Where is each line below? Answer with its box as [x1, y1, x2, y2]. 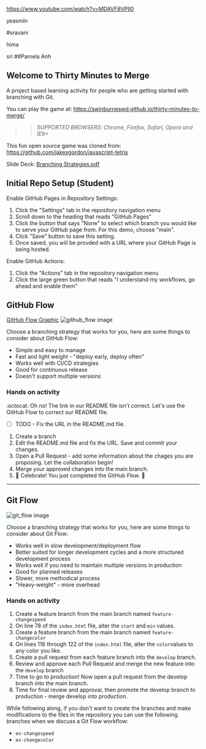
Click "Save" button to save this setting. [15, 232, 116, 240]
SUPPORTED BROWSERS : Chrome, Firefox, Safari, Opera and [36, 123, 193, 131]
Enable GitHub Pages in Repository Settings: [6, 194, 118, 202]
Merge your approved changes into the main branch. [15, 465, 149, 472]
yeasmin [6, 17, 28, 24]
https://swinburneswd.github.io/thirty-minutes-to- [73, 105, 200, 112]
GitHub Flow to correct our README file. [6, 408, 109, 416]
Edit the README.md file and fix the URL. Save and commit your [15, 439, 178, 447]
